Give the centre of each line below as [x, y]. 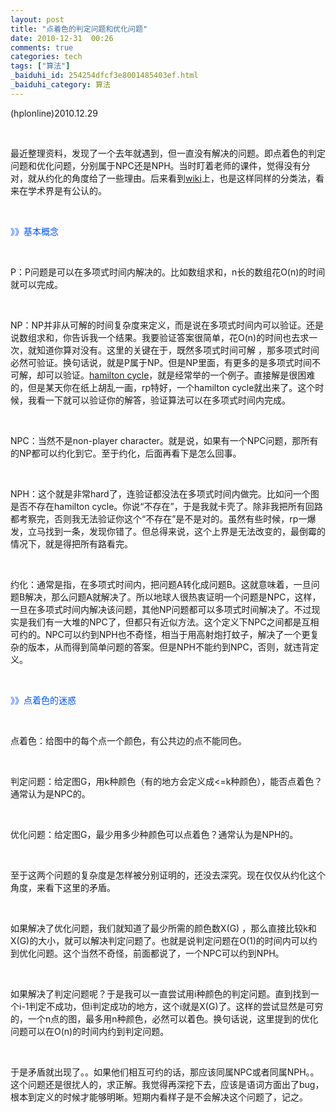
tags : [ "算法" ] [40, 66]
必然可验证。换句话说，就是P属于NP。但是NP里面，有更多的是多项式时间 [161, 362]
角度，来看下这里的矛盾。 [63, 887]
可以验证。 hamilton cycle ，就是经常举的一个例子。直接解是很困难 [180, 375]
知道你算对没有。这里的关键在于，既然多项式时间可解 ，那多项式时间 [178, 350]
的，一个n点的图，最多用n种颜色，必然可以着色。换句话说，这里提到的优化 [164, 1018]
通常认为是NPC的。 [50, 793]
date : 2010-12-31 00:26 [62, 38]
